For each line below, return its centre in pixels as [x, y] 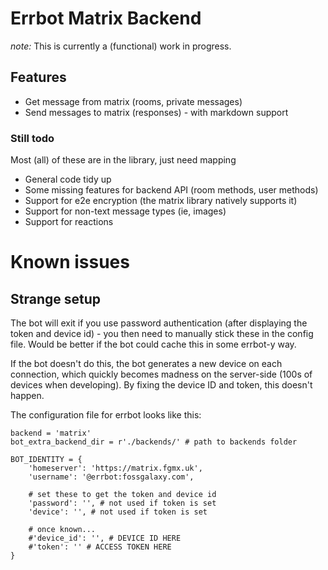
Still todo [32, 138]
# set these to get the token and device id [122, 495]
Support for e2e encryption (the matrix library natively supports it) [161, 201]
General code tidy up [68, 179]
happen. [27, 396]
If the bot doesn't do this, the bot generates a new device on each [146, 364]
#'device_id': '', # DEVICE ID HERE [105, 538]
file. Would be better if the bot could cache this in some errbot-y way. [153, 344]
